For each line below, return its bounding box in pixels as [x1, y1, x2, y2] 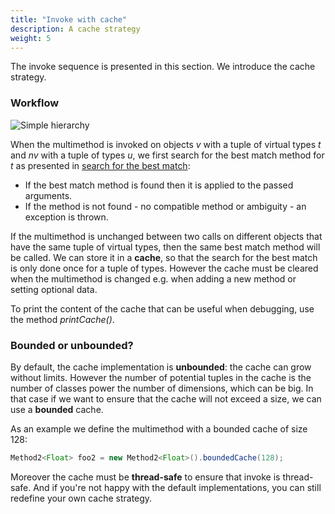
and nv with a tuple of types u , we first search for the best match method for [10, 149, 325, 161]
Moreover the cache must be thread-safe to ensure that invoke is [10, 471, 281, 483]
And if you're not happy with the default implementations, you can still [33, 481, 322, 493]
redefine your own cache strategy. [10, 492, 153, 504]
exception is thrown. [24, 211, 109, 223]
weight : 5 [10, 33, 52, 43]
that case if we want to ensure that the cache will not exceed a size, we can [10, 392, 322, 405]
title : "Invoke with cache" [10, 14, 128, 25]
